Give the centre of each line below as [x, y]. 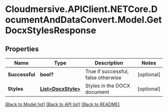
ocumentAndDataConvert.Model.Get [83, 20]
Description [109, 63]
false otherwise [103, 77]
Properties [22, 49]
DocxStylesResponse [51, 30]
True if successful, [107, 71]
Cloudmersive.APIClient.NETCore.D [81, 9]
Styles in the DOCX [108, 86]
